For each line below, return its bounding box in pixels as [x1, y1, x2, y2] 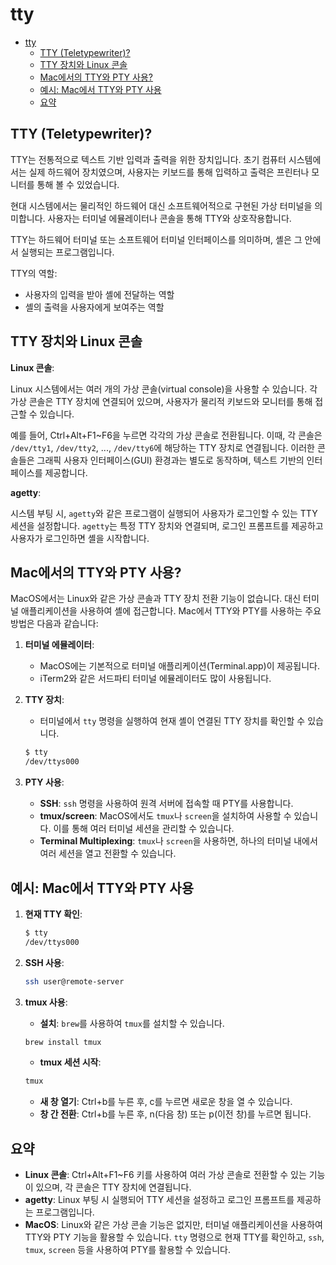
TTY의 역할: [10, 267, 58, 279]
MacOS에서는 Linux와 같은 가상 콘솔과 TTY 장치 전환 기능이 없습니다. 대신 [10, 593, 302, 605]
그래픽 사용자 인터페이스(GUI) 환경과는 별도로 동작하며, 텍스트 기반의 [36, 454, 305, 466]
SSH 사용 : [24, 956, 65, 968]
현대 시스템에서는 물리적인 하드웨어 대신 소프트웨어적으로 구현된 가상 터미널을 [10, 199, 313, 212]
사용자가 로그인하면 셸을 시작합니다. [10, 532, 150, 544]
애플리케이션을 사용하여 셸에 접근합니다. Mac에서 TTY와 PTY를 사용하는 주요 [20, 605, 322, 617]
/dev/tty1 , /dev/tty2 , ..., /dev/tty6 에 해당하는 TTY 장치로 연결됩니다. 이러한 [10, 441, 315, 453]
